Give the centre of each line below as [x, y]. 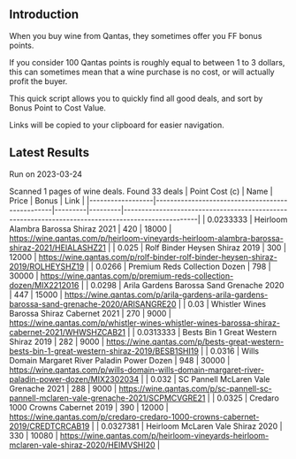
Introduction [44, 15]
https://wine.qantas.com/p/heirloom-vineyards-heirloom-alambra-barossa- [147, 238]
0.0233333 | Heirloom [247, 219]
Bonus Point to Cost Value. [57, 107]
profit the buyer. [38, 81]
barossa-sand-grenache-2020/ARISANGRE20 [93, 303]
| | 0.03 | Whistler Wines [222, 303]
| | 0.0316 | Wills [229, 351]
